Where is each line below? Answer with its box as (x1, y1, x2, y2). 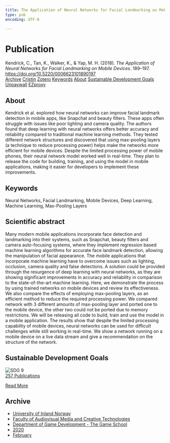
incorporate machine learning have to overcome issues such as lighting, (5, 258, 155, 264)
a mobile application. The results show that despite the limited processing (5, 317, 159, 323)
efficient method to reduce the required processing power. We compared (5, 296, 158, 302)
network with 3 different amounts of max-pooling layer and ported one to (5, 301, 158, 307)
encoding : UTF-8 (5, 17, 39, 22)
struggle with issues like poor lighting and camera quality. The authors (5, 120, 152, 127)
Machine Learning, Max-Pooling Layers (5, 203, 88, 209)
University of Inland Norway (12, 410, 71, 417)
